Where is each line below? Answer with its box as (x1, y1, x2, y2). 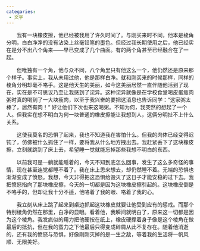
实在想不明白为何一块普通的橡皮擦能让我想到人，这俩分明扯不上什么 (26, 111, 194, 118)
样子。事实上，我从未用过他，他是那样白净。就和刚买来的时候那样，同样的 (11, 74, 194, 81)
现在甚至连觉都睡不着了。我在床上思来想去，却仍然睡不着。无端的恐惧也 (16, 166, 194, 173)
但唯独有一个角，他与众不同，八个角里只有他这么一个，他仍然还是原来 (16, 66, 189, 73)
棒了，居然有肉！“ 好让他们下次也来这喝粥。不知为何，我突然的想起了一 (6, 103, 183, 111)
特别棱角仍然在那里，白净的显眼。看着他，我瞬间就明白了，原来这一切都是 (6, 208, 189, 215)
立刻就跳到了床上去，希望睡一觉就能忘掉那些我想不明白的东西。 (16, 146, 173, 153)
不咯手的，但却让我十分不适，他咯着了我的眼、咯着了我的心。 (6, 188, 158, 195)
